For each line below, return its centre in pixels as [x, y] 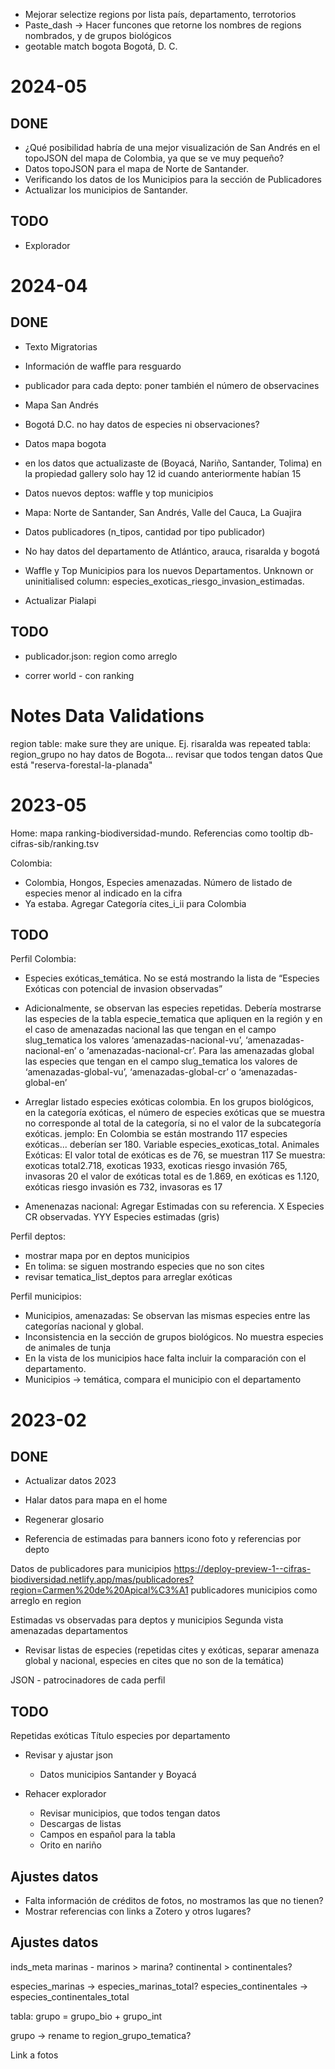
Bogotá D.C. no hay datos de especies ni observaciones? [142, 424]
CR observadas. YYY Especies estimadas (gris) [122, 1217]
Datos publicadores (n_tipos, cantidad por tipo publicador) [145, 531]
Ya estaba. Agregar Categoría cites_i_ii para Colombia [135, 903]
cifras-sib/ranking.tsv [54, 843]
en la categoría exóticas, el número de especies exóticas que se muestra [175, 1113]
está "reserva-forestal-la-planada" [81, 765]
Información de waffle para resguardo [103, 366]
